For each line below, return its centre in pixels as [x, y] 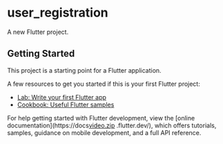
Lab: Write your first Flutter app [62, 97]
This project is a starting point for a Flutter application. [84, 70]
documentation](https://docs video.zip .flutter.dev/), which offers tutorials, [112, 125]
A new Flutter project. [38, 32]
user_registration [58, 13]
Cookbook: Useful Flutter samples [66, 105]
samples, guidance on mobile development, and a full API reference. [104, 132]
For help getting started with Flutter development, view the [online [101, 118]
